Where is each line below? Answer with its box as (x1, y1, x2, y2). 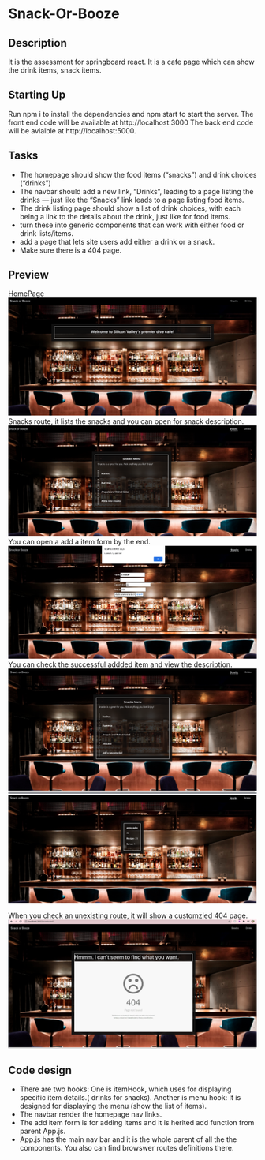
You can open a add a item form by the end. (8, 537, 151, 546)
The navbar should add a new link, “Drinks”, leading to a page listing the (19, 186, 254, 196)
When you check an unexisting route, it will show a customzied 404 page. (8, 911, 248, 920)
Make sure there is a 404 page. (19, 245, 122, 255)
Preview (8, 268, 50, 282)
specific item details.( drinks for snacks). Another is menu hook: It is (19, 1093, 241, 1102)
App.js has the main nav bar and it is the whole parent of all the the (19, 1135, 237, 1144)
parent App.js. (19, 1126, 66, 1136)
